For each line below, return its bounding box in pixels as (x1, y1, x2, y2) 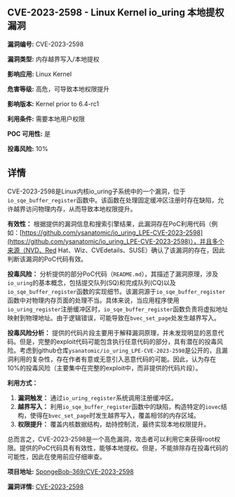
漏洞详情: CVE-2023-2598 (7, 482, 84, 491)
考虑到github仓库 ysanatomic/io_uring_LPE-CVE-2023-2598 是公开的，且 (19, 346, 222, 354)
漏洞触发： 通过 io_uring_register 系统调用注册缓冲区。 (17, 393, 177, 402)
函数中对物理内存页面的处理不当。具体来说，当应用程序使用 (7, 296, 180, 304)
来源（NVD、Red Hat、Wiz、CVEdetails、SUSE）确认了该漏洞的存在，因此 (7, 245, 226, 254)
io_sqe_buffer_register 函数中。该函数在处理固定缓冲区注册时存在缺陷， (7, 195, 218, 204)
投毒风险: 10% (7, 144, 48, 153)
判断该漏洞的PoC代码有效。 (7, 254, 88, 263)
